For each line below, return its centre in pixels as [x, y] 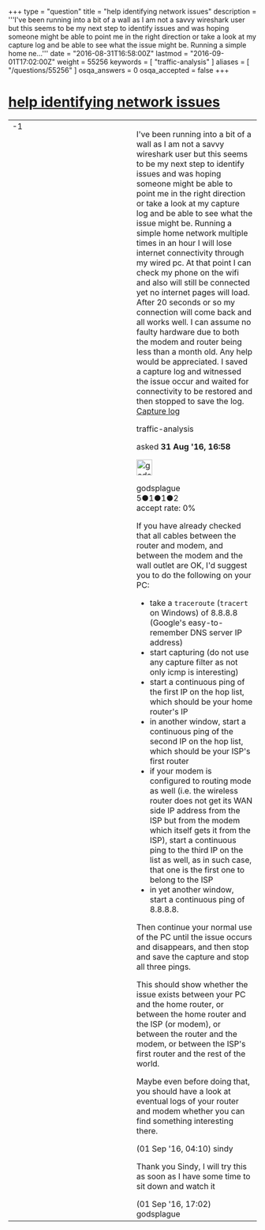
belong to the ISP [181, 880]
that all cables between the [187, 536]
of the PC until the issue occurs [194, 937]
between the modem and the [190, 555]
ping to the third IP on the [196, 850]
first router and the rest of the [191, 1054]
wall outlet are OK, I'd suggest [192, 565]
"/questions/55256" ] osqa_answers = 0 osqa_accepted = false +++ [119, 70]
